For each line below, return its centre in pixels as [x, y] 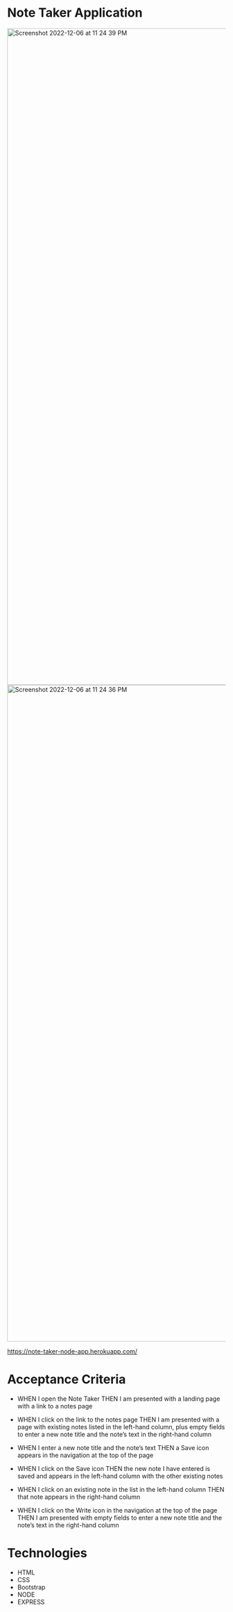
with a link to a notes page [55, 1406]
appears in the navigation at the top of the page [85, 1455]
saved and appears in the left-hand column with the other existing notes [120, 1476]
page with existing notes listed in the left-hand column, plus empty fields [121, 1426]
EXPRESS [31, 1602]
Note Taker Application [75, 13]
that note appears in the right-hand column [79, 1497]
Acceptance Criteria [67, 1380]
